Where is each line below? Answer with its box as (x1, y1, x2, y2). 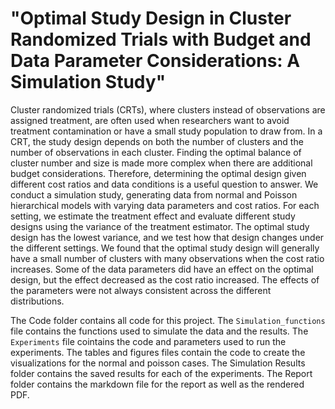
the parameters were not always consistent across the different (10, 284, 272, 296)
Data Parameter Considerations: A (10, 50, 301, 72)
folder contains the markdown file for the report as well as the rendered (10, 378, 305, 390)
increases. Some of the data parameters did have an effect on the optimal (10, 263, 314, 275)
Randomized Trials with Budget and (10, 28, 312, 51)
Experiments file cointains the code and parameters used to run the (10, 335, 287, 347)
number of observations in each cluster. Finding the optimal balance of (10, 146, 302, 158)
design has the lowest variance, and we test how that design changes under (10, 231, 325, 243)
